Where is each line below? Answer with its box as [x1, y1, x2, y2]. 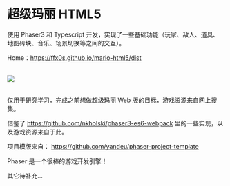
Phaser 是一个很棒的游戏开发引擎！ [7, 156, 108, 165]
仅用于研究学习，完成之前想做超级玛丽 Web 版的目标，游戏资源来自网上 [7, 96, 211, 104]
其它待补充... [7, 172, 44, 180]
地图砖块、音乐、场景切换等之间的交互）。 [7, 39, 126, 47]
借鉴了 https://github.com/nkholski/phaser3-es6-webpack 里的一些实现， [7, 118, 218, 127]
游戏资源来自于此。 [12, 127, 68, 136]
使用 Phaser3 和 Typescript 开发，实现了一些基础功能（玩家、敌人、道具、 [7, 30, 220, 39]
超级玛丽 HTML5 [7, 6, 102, 22]
